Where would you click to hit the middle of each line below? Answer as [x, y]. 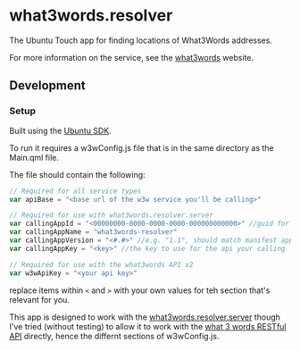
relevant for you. [39, 299]
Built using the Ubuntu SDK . [60, 130]
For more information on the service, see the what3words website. [132, 57]
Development [48, 86]
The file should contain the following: [77, 174]
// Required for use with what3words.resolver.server [112, 215]
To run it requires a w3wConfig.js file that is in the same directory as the [142, 147]
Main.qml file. [34, 157]
